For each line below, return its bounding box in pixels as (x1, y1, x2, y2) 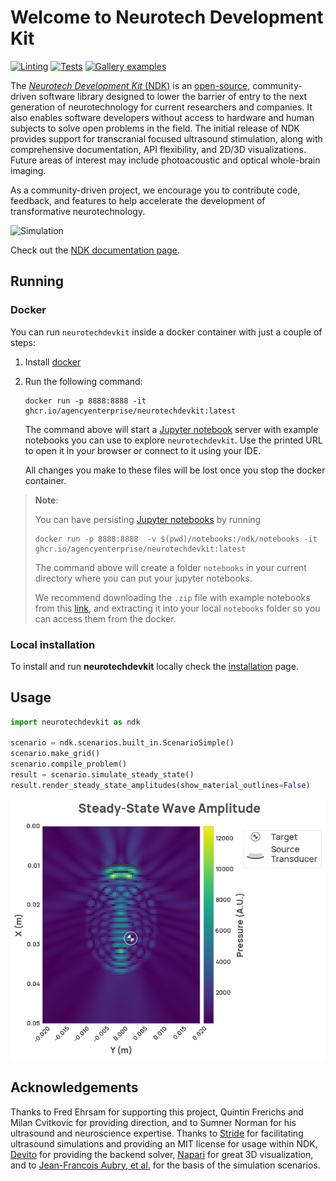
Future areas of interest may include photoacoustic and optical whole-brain (10, 154, 321, 166)
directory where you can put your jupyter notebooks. (34, 572, 253, 584)
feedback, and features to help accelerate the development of (10, 194, 266, 206)
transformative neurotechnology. (10, 205, 146, 217)
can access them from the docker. (34, 612, 177, 625)
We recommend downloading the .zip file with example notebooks (34, 591, 311, 603)
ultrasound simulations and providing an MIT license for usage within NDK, (10, 1137, 318, 1150)
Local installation (10, 637, 96, 651)
